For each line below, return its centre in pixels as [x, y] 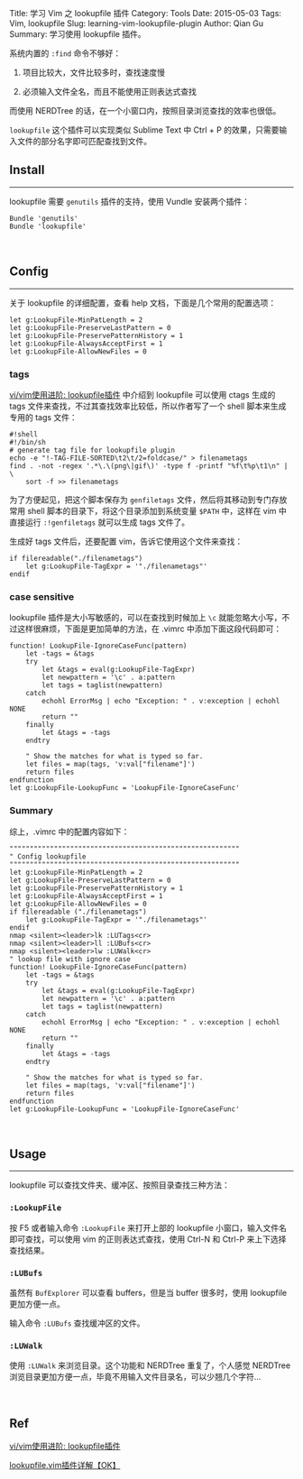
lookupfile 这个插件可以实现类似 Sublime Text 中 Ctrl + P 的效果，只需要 [144, 130]
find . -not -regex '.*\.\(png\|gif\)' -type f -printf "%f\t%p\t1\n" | [149, 466]
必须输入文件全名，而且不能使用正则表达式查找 [109, 92]
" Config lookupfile [48, 856]
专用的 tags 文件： [44, 417]
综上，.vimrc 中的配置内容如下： [69, 831]
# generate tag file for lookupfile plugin [92, 450]
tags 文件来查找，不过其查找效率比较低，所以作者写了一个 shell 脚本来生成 [148, 406]
